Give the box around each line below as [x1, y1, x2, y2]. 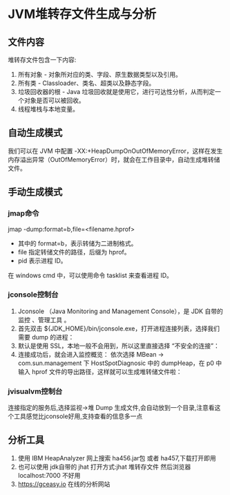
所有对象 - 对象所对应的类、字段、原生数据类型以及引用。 [17, 71, 182, 78]
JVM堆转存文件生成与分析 [8, 6, 157, 22]
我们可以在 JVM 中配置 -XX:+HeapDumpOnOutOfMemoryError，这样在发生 [8, 147, 223, 155]
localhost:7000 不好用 [17, 471, 81, 479]
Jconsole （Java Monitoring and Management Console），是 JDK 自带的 [17, 307, 223, 315]
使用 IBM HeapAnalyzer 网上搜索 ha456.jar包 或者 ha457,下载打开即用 [17, 454, 216, 462]
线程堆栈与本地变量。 [17, 105, 79, 113]
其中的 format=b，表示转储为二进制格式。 [17, 239, 137, 247]
